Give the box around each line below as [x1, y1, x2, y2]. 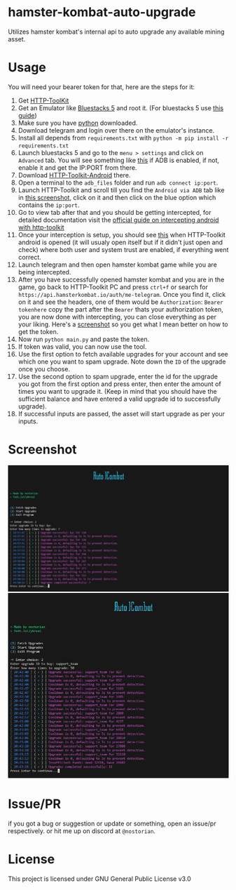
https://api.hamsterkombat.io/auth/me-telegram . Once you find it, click [18, 290, 226, 298]
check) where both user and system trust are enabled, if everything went [18, 245, 229, 253]
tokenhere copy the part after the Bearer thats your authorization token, [18, 305, 223, 313]
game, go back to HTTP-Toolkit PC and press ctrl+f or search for [18, 282, 209, 291]
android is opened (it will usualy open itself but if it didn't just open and [18, 238, 223, 246]
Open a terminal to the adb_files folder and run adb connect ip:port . [18, 178, 218, 187]
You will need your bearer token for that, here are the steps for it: [8, 82, 195, 91]
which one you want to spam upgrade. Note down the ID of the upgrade [18, 357, 226, 366]
